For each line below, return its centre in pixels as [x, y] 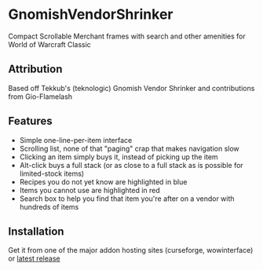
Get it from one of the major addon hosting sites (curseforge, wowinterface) [131, 250]
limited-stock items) [52, 173]
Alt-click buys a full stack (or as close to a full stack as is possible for [131, 165]
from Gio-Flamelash [40, 97]
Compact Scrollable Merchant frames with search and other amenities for [127, 36]
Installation [36, 231]
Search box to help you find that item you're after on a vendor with [127, 199]
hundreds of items [49, 206]
